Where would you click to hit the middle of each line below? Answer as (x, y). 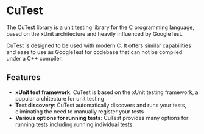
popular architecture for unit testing (60, 98)
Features (23, 77)
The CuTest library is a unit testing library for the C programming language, (100, 27)
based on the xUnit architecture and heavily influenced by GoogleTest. (95, 33)
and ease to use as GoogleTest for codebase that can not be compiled (94, 52)
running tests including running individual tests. (74, 124)
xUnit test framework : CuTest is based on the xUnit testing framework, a (107, 92)
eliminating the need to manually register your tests (79, 111)
